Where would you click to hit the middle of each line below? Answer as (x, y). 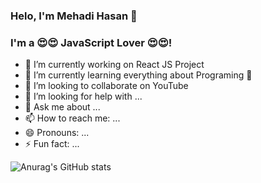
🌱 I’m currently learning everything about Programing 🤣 (138, 75)
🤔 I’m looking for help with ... (83, 96)
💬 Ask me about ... (62, 107)
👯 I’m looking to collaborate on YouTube (106, 86)
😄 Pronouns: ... (57, 133)
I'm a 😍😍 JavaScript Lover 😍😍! (91, 42)
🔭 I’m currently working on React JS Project (114, 65)
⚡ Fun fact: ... (52, 144)
